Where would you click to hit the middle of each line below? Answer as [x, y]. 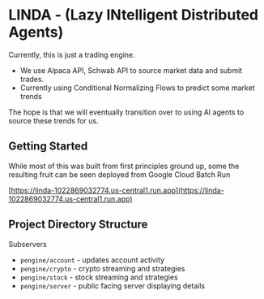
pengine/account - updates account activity [92, 260]
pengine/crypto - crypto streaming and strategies [102, 268]
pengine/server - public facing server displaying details [112, 285]
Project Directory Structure [78, 225]
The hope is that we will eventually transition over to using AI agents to [126, 112]
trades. [32, 79]
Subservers [28, 244]
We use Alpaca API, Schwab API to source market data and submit [131, 70]
